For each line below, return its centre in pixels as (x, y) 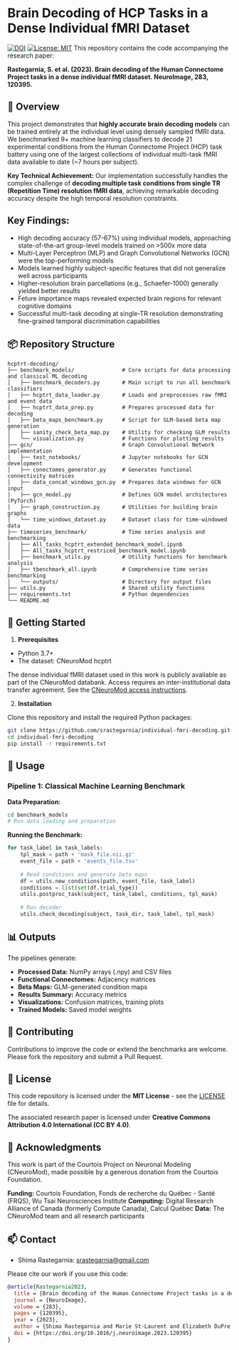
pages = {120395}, (41, 1313)
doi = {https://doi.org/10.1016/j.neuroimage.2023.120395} (103, 1333)
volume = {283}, (38, 1307)
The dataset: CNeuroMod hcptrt (64, 661)
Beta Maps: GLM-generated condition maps (83, 986)
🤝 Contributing (41, 1032)
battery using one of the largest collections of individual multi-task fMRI (112, 154)
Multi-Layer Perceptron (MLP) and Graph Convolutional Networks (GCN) (124, 253)
